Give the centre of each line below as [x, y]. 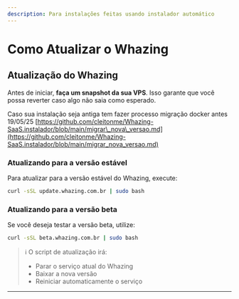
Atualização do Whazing [63, 75]
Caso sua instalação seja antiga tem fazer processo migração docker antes [117, 114]
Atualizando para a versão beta [62, 209]
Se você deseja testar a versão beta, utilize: [71, 225]
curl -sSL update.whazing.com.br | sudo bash [76, 191]
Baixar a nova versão [66, 273]
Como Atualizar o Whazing [88, 49]
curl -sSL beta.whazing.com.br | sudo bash [73, 238]
